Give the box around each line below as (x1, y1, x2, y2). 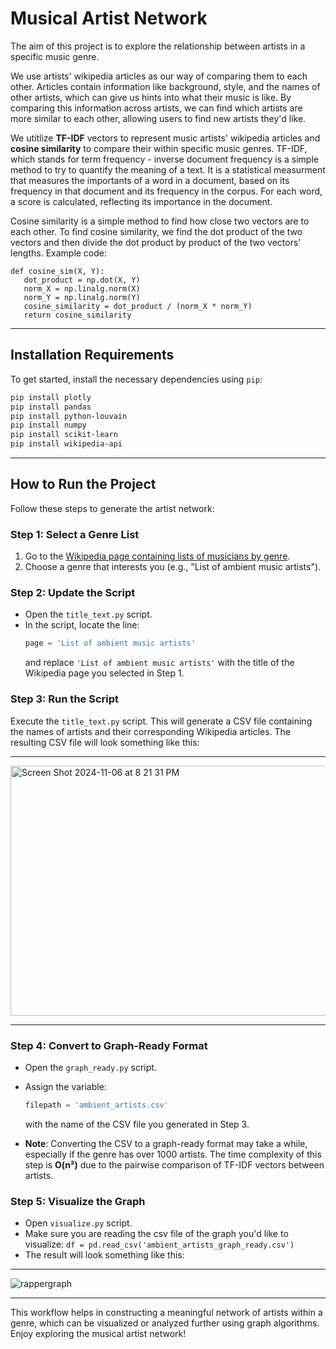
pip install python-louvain (10, 411, 128, 421)
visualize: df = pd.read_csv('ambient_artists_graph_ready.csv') (24, 1238, 295, 1251)
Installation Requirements (10, 347, 175, 364)
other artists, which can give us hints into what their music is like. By (10, 91, 292, 103)
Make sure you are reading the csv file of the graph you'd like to (24, 1228, 289, 1240)
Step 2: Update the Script (10, 586, 136, 600)
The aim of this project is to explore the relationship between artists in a (10, 40, 306, 52)
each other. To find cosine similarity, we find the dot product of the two (10, 225, 303, 237)
